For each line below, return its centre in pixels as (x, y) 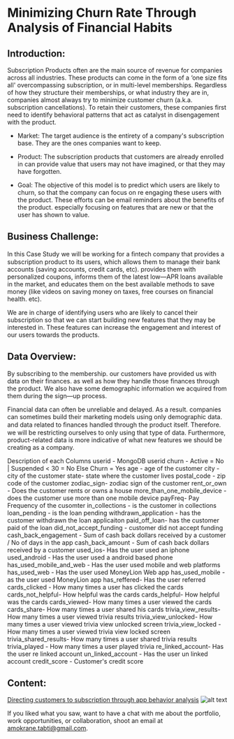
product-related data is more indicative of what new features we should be (115, 440)
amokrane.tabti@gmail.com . (48, 729)
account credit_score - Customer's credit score (75, 661)
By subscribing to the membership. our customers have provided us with (112, 373)
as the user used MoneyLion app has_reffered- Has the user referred (107, 579)
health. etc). (24, 299)
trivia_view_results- (193, 609)
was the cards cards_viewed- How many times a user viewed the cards (109, 601)
